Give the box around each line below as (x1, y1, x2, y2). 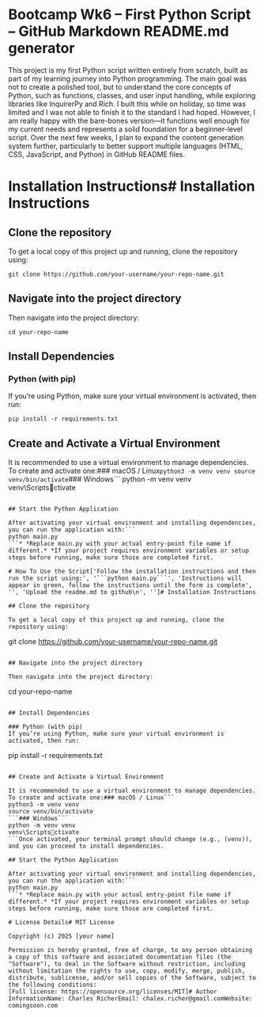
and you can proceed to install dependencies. (8, 842, 164, 851)
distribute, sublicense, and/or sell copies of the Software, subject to (8, 974, 257, 982)
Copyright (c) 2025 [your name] (8, 932, 115, 940)
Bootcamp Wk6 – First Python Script (8, 6, 251, 24)
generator (8, 40, 75, 57)
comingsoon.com (8, 1002, 58, 1010)
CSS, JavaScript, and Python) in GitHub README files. (8, 149, 186, 159)
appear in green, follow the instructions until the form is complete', (8, 581, 253, 589)
